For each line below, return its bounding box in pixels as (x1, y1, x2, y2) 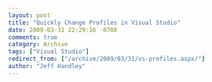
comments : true (8, 33, 58, 41)
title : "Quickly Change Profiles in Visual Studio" (8, 19, 181, 27)
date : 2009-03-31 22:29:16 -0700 (8, 26, 118, 34)
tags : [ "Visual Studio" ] (8, 48, 90, 55)
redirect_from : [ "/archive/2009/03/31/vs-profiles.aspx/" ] (8, 55, 206, 63)
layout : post (8, 11, 51, 20)
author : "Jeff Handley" (8, 62, 86, 70)
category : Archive (8, 41, 68, 48)
